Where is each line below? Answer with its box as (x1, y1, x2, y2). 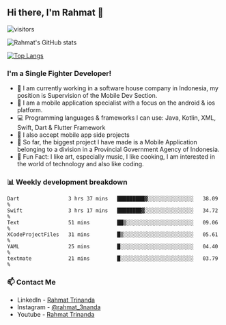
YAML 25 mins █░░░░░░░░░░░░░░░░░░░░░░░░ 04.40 (7, 244, 218, 250)
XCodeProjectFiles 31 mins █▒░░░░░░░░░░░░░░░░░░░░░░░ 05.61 (7, 231, 218, 238)
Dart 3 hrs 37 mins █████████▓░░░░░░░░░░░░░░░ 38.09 (7, 196, 218, 203)
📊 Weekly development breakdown (7, 177, 128, 187)
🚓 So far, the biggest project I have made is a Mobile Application (16, 138, 198, 146)
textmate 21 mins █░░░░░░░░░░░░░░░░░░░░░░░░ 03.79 (7, 255, 218, 262)
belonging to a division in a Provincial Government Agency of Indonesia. (16, 145, 220, 154)
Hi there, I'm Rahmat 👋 (7, 7, 104, 18)
